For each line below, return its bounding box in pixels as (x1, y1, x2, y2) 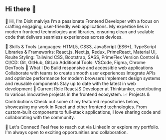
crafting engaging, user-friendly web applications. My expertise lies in (5, 23, 149, 29)
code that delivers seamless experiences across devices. (5, 34, 123, 40)
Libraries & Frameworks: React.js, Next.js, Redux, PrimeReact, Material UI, (5, 49, 157, 55)
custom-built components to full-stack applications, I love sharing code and (5, 109, 161, 115)
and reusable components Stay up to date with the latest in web (5, 80, 136, 86)
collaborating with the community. (5, 114, 75, 120)
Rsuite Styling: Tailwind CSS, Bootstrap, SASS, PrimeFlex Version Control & (5, 54, 160, 60)
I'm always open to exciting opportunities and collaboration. (5, 129, 128, 135)
